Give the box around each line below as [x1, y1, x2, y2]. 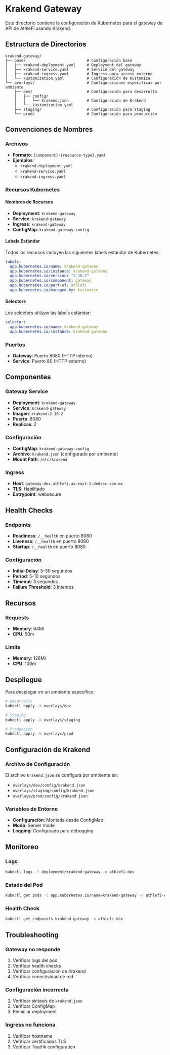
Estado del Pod [5, 881, 43, 888]
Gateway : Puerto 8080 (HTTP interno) [12, 353, 93, 359]
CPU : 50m [12, 631, 34, 637]
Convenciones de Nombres [5, 125, 93, 134]
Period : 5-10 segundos [12, 573, 61, 580]
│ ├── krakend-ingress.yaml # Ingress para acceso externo [5, 71, 153, 76]
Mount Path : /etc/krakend [12, 456, 68, 462]
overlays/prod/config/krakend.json [12, 794, 88, 799]
